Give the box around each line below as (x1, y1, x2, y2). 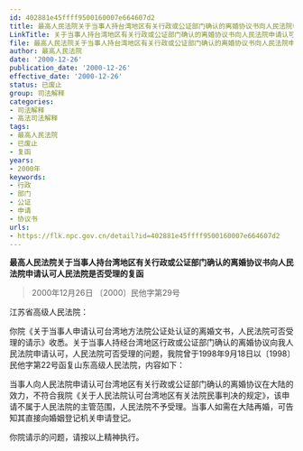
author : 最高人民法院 (9, 47, 83, 56)
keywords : (9, 172, 47, 181)
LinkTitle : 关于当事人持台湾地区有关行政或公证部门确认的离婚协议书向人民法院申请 (9, 30, 282, 39)
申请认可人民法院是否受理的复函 (24, 268, 144, 280)
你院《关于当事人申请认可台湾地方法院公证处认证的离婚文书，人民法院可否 (9, 326, 286, 336)
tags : (9, 123, 30, 132)
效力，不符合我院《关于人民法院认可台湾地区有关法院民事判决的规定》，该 (9, 390, 282, 401)
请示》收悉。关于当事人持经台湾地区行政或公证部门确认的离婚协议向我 (24, 337, 286, 348)
